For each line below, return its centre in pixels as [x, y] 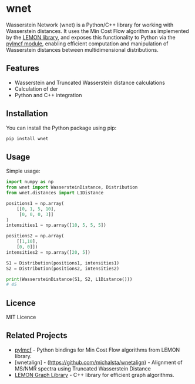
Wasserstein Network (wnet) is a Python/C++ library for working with [90, 25]
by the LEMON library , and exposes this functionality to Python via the [91, 37]
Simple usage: [23, 171]
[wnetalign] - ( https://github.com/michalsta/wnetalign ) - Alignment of [99, 362]
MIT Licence [21, 317]
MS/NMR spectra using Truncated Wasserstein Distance [83, 368]
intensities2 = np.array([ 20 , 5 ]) [48, 252]
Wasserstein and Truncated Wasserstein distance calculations [90, 82]
